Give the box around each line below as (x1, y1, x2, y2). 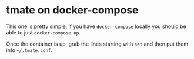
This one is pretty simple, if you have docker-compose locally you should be (6, 23, 186, 30)
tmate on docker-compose (6, 4, 139, 17)
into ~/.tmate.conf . (6, 46, 53, 53)
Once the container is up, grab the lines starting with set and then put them (6, 40, 189, 47)
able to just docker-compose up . (6, 29, 81, 36)
